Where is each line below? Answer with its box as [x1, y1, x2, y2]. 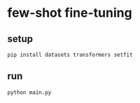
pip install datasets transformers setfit [7, 51, 133, 58]
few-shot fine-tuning [7, 5, 132, 21]
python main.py [7, 89, 52, 96]
